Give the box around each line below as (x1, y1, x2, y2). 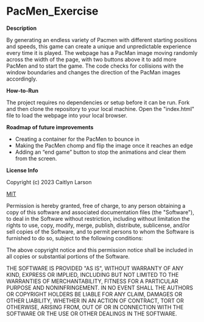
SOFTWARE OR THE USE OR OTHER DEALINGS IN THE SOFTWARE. (6, 310, 177, 317)
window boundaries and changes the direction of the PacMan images (6, 68, 181, 76)
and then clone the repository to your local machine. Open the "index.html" (6, 105, 195, 112)
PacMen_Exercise (6, 4, 99, 18)
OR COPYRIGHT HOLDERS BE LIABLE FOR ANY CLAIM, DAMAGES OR (6, 290, 183, 298)
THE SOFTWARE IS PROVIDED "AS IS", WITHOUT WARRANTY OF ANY (6, 264, 184, 272)
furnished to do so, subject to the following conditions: (6, 234, 143, 241)
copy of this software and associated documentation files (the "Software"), (6, 209, 195, 216)
